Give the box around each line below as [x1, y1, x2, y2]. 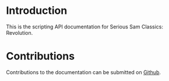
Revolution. [6, 29, 33, 36]
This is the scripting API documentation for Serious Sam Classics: [6, 23, 163, 30]
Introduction [6, 4, 68, 17]
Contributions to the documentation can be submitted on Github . [6, 68, 161, 76]
